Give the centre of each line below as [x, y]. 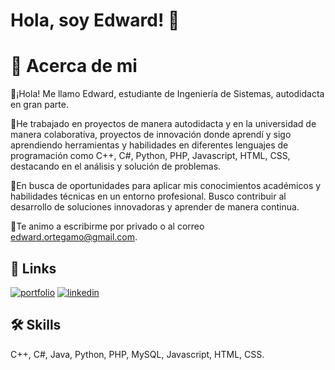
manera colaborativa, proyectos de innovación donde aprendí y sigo [151, 135]
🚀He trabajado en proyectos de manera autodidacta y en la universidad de [163, 124]
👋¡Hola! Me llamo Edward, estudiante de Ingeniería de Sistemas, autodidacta [167, 94]
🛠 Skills [36, 325]
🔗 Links [33, 268]
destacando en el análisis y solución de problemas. [116, 166]
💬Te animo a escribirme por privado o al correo [107, 226]
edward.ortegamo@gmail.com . [74, 237]
